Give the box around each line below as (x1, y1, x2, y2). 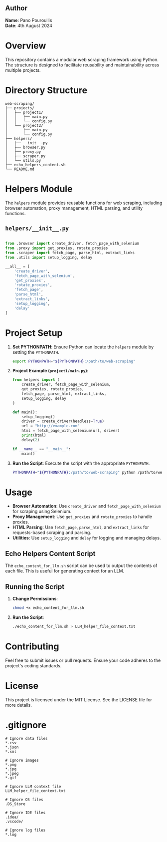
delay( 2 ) (21, 437, 40, 442)
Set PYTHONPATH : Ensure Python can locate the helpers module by (12, 344, 154, 350)
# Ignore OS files (5, 797, 43, 802)
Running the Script (5, 582, 65, 591)
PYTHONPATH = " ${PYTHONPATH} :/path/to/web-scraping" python (12, 470, 136, 475)
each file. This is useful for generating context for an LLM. (5, 568, 125, 574)
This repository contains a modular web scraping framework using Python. (5, 56, 159, 62)
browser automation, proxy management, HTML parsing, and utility (5, 205, 143, 211)
